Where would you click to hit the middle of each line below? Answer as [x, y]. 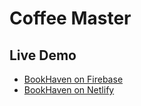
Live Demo [43, 55]
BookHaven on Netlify [69, 90]
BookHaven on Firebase [73, 79]
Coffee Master [70, 18]
